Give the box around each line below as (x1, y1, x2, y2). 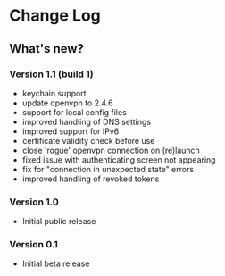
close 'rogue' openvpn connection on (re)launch (21, 145, 201, 155)
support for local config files (21, 106, 127, 117)
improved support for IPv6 (21, 126, 120, 137)
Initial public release (21, 216, 96, 227)
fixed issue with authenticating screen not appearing (21, 154, 216, 165)
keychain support (21, 88, 87, 98)
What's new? (9, 41, 85, 56)
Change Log (9, 5, 101, 26)
